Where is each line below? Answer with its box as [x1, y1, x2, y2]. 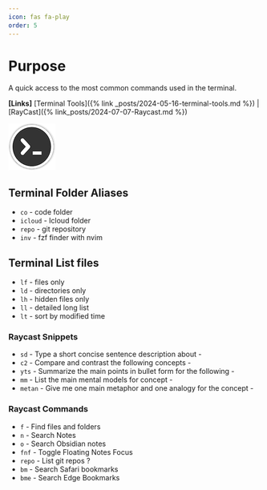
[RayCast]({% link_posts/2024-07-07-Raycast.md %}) [8, 107, 188, 117]
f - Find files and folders [19, 421, 101, 432]
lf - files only [19, 277, 65, 287]
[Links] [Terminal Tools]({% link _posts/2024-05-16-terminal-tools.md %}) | [8, 98, 260, 108]
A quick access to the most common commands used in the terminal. [8, 83, 237, 93]
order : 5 [8, 21, 38, 30]
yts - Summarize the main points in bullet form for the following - [19, 367, 235, 376]
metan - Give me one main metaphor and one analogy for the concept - [19, 384, 254, 393]
